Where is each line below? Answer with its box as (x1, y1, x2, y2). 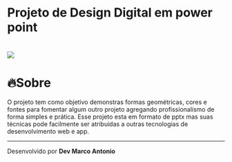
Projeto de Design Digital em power (7, 5, 213, 21)
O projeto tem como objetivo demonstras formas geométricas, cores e (7, 98, 207, 106)
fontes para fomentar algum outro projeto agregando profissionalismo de (7, 105, 215, 114)
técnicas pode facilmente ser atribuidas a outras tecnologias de (7, 120, 188, 128)
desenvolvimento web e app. (7, 128, 90, 136)
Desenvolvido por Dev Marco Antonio (7, 147, 116, 156)
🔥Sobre (7, 74, 52, 90)
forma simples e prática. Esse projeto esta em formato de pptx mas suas (7, 112, 213, 121)
